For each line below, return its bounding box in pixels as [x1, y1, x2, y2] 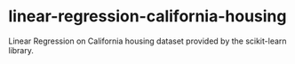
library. [8, 44, 35, 55]
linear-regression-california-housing [8, 6, 287, 27]
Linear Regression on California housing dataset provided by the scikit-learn [8, 36, 287, 46]
